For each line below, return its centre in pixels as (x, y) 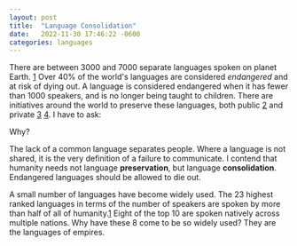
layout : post (33, 17)
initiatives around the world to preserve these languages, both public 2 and (146, 105)
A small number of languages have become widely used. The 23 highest (141, 194)
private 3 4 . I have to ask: (55, 115)
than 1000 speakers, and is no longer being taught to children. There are (141, 96)
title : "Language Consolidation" (73, 26)
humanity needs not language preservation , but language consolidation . (143, 168)
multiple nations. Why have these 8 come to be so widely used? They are (143, 223)
